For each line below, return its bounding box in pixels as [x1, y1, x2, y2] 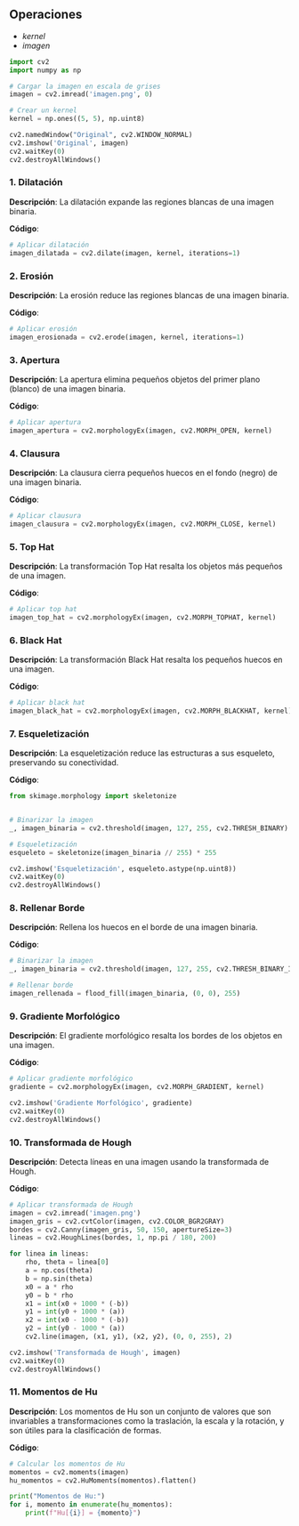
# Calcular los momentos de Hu [9, 1459, 125, 1468]
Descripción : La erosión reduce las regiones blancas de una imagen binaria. [9, 289, 289, 301]
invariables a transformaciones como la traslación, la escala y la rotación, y [9, 1415, 285, 1426]
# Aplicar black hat [9, 698, 86, 707]
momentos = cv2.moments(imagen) [9, 1467, 129, 1476]
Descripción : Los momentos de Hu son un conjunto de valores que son [9, 1406, 271, 1417]
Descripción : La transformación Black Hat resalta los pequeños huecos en [9, 654, 283, 666]
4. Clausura [9, 447, 61, 459]
